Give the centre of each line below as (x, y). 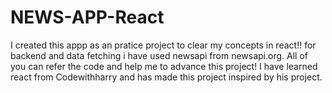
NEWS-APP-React (87, 17)
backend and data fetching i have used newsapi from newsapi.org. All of (159, 55)
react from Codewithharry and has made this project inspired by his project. (166, 77)
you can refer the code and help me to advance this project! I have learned (164, 66)
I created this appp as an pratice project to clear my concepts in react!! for (163, 45)
